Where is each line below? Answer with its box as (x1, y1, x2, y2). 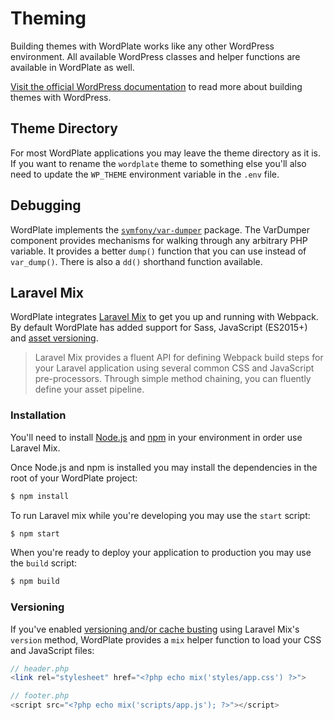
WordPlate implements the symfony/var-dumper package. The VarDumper (10, 223, 311, 236)
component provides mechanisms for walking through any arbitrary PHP (10, 234, 308, 246)
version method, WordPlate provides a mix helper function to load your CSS (10, 633, 322, 646)
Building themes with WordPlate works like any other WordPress (10, 40, 275, 52)
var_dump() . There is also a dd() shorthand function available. (10, 255, 263, 267)
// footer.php (10, 691, 70, 701)
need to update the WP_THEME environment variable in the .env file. (10, 168, 280, 180)
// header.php (10, 663, 70, 674)
